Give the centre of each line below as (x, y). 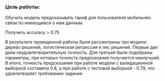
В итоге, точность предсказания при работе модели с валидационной (79, 63)
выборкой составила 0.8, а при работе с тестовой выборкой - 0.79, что (80, 68)
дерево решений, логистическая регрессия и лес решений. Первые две (82, 47)
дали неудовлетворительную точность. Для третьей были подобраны (79, 52)
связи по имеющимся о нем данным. (44, 23)
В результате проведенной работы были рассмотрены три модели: (76, 42)
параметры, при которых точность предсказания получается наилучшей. (83, 58)
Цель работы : (23, 7)
